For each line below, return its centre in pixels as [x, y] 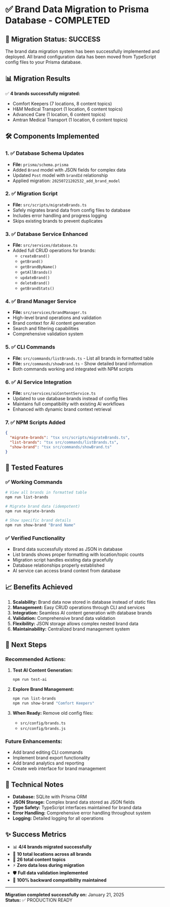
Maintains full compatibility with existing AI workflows [69, 404]
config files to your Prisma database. [44, 62]
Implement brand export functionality [51, 758]
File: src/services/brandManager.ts [50, 312]
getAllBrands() [36, 272]
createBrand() [35, 256]
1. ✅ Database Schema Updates [45, 153]
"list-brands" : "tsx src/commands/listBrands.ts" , [64, 442]
